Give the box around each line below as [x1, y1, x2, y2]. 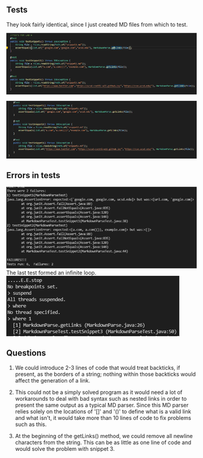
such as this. [14, 421, 47, 428]
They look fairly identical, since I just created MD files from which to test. [6, 21, 188, 28]
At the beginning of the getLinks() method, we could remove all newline [14, 432, 193, 439]
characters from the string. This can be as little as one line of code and [14, 439, 192, 446]
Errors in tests [6, 170, 60, 180]
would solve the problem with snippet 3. [14, 445, 115, 452]
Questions [6, 348, 47, 358]
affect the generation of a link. [14, 377, 91, 384]
